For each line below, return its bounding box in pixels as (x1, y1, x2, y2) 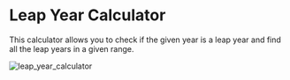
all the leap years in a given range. (9, 43, 134, 54)
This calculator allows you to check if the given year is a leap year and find (9, 34, 281, 45)
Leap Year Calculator (9, 5, 166, 25)
